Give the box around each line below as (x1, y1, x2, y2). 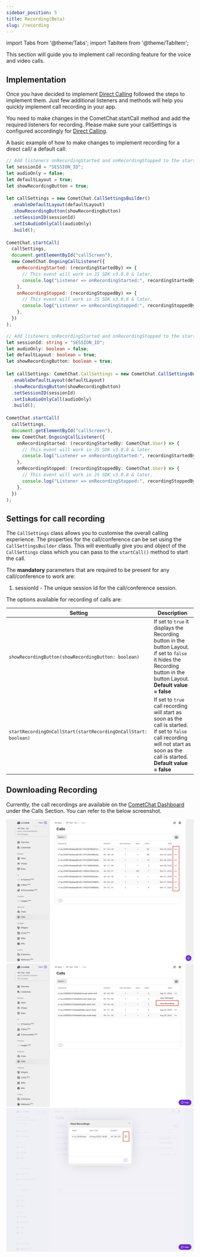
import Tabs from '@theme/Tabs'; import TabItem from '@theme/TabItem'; (6, 39, 189, 47)
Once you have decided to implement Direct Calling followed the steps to (6, 90, 185, 98)
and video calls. (6, 57, 45, 65)
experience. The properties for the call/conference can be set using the (6, 536, 182, 543)
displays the (154, 625, 183, 631)
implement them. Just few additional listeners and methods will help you (6, 97, 183, 104)
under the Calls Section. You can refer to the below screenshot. (6, 807, 162, 814)
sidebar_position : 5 (6, 10, 58, 16)
